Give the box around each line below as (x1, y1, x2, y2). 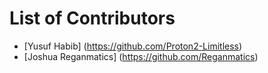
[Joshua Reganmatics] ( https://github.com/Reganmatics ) (23, 50, 259, 62)
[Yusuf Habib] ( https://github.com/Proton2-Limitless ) (23, 40, 243, 52)
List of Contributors (9, 7, 176, 30)
